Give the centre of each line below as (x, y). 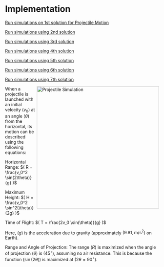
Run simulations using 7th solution (40, 79)
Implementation (38, 9)
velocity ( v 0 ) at (20, 110)
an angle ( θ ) (17, 116)
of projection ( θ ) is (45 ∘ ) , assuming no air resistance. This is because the (79, 253)
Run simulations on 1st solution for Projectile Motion (57, 22)
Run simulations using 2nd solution (40, 32)
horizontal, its (19, 126)
